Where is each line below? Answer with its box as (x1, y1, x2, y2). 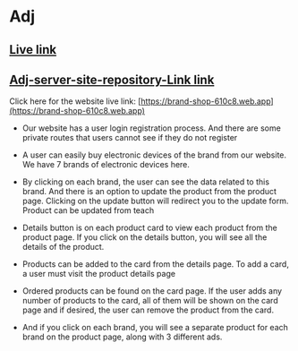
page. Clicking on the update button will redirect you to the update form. (21, 195, 289, 207)
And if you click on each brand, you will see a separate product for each (21, 322, 289, 333)
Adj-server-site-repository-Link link (9, 72, 215, 87)
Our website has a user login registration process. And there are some (21, 123, 282, 133)
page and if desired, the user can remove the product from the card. (21, 304, 275, 315)
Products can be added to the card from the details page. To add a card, (21, 259, 289, 270)
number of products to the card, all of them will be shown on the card (21, 295, 279, 306)
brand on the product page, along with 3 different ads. (21, 331, 223, 342)
